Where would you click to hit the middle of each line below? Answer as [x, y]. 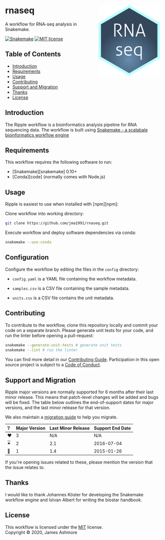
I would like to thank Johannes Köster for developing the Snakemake [74, 494]
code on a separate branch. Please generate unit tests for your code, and [79, 330]
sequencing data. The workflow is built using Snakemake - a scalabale [77, 129]
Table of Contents [33, 54]
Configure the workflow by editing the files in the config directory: [72, 269]
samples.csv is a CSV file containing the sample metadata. [71, 288]
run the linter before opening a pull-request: [50, 335]
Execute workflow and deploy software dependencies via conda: [71, 232]
